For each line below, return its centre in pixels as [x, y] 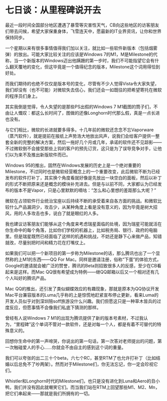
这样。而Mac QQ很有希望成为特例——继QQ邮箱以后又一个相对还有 [86, 272]
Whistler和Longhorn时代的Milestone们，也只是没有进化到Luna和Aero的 [78, 381]
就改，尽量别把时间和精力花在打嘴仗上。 [46, 242]
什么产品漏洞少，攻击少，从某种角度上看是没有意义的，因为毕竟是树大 [81, 207]
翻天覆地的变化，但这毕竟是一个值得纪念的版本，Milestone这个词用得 [80, 67]
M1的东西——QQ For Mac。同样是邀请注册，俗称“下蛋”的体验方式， [92, 259]
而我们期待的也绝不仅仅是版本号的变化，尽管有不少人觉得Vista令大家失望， [82, 83]
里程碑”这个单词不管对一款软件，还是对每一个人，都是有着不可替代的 [86, 324]
